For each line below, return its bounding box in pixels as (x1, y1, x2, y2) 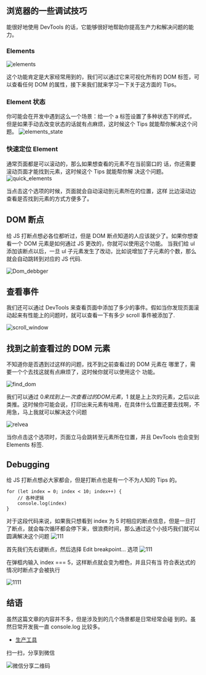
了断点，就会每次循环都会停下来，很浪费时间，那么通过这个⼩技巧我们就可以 (6, 525, 200, 532)
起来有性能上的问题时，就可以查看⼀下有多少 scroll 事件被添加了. (11, 311, 175, 319)
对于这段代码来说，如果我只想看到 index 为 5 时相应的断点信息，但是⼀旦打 (6, 517, 196, 524)
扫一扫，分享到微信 (6, 649, 55, 656)
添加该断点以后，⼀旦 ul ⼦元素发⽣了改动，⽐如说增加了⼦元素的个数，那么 (6, 247, 197, 254)
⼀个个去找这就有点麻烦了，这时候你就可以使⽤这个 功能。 (11, 368, 158, 376)
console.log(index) (17, 500, 67, 506)
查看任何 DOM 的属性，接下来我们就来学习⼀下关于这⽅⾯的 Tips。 (11, 81, 180, 88)
